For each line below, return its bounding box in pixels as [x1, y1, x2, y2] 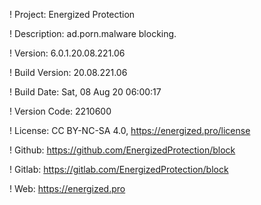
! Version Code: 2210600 [9, 105, 112, 117]
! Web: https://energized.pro [9, 183, 126, 194]
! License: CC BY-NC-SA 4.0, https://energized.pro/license [9, 125, 251, 136]
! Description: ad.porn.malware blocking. [9, 28, 177, 39]
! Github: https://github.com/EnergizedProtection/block [9, 144, 236, 156]
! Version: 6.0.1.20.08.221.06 [9, 47, 126, 59]
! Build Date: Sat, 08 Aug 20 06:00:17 [9, 86, 162, 98]
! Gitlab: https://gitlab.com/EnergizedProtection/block [9, 164, 229, 175]
